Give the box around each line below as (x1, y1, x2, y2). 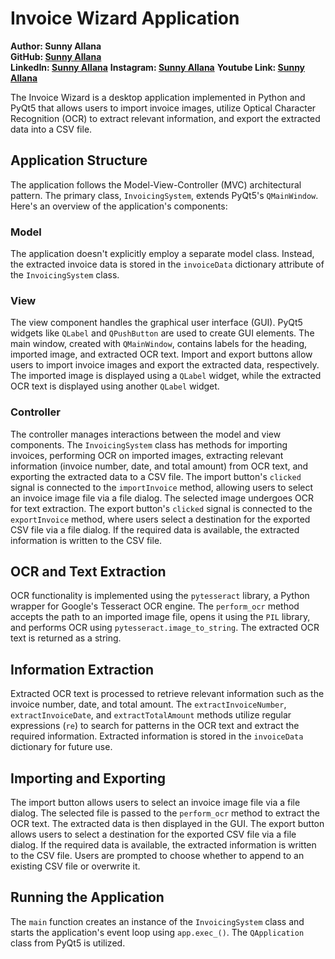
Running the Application (10, 889, 165, 906)
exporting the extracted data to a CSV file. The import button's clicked (10, 470, 302, 482)
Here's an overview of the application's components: (10, 200, 228, 212)
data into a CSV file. (10, 123, 93, 135)
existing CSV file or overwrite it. (10, 860, 141, 872)
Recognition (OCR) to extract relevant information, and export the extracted (10, 112, 321, 124)
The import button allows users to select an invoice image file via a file (10, 797, 301, 809)
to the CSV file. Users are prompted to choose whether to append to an (10, 850, 305, 862)
